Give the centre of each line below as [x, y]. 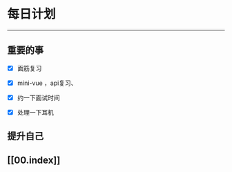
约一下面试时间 [38, 97]
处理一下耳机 [35, 112]
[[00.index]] [34, 160]
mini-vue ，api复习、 [47, 83]
